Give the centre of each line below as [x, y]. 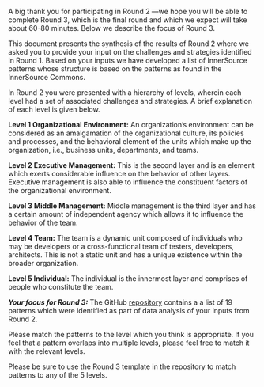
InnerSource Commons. [47, 77]
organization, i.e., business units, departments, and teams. [104, 150]
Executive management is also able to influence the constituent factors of [128, 182]
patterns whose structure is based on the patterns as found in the [115, 69]
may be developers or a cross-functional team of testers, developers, [121, 246]
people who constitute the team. [61, 287]
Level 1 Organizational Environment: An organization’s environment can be [131, 125]
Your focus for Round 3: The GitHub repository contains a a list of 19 [121, 302]
